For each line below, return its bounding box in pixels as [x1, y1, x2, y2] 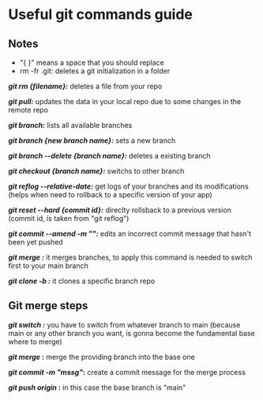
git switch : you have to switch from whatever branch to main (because [8, 320, 241, 329]
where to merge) [8, 337, 62, 346]
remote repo [8, 105, 49, 114]
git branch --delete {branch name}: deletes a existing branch [8, 151, 211, 160]
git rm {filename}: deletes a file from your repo [8, 81, 163, 91]
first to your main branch [8, 261, 88, 270]
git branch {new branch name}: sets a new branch [8, 136, 176, 145]
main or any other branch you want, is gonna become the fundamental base [8, 328, 255, 338]
